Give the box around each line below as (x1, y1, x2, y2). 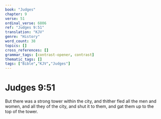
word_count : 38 (5, 39, 36, 44)
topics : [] (5, 43, 27, 48)
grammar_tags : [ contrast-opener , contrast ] (5, 52, 95, 57)
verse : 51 (5, 16, 25, 21)
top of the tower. (5, 109, 38, 115)
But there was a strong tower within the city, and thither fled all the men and (5, 98, 157, 104)
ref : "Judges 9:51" (5, 25, 45, 30)
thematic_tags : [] (5, 57, 42, 62)
